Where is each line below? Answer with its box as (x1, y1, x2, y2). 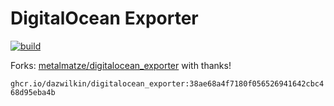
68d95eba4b (10, 87, 56, 97)
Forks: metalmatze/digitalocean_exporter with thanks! (10, 59, 232, 71)
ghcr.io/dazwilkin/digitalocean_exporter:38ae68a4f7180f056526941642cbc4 (10, 78, 325, 89)
